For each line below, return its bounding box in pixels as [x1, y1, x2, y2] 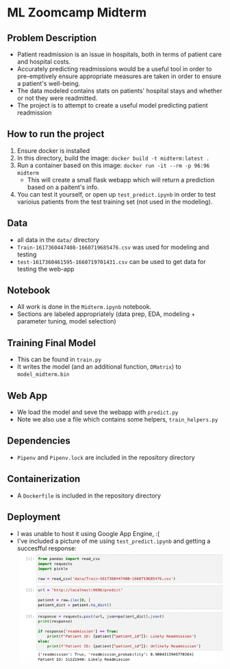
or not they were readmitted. [16, 94, 98, 102]
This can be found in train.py [16, 355, 101, 364]
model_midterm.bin [16, 372, 70, 378]
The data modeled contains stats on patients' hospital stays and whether [16, 87, 222, 95]
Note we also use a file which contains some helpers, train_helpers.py [16, 415, 218, 424]
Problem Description [7, 32, 97, 44]
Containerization [7, 473, 81, 485]
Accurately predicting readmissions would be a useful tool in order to [16, 65, 212, 73]
